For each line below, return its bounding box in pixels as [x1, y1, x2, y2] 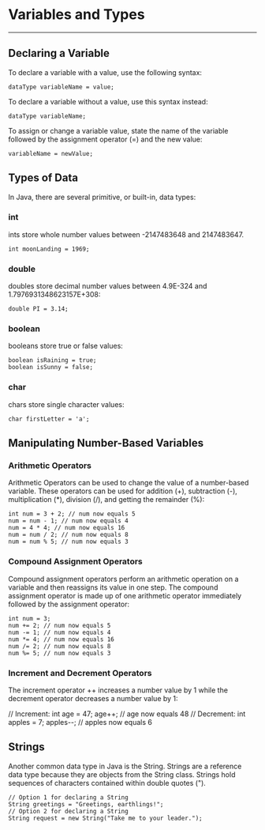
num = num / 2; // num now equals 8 [8, 531, 129, 539]
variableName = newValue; [8, 149, 93, 157]
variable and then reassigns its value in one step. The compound [8, 583, 218, 592]
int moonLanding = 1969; [8, 245, 90, 253]
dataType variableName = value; [8, 83, 114, 91]
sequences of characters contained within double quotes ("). [8, 778, 207, 787]
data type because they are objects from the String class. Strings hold [8, 769, 236, 779]
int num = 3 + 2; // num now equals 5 [8, 510, 136, 519]
